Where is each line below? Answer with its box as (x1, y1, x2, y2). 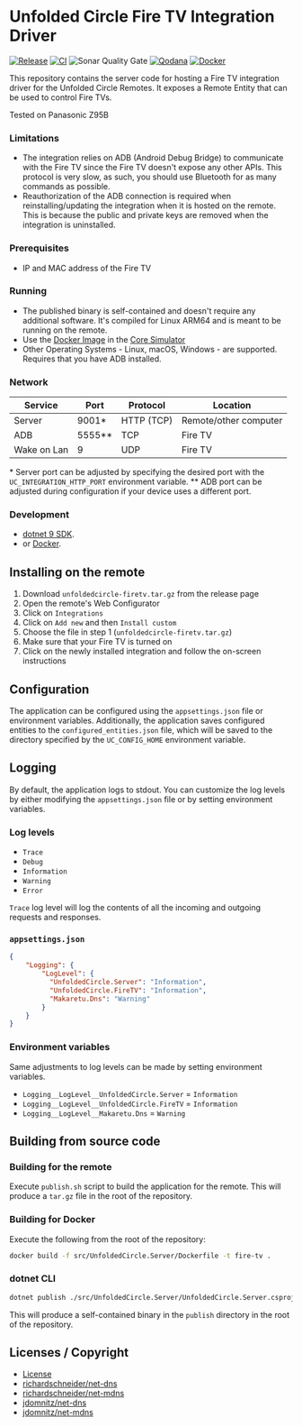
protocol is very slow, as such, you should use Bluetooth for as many (22, 171, 277, 182)
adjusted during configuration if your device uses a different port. (9, 486, 252, 497)
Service (23, 399, 58, 412)
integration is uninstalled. (22, 219, 116, 231)
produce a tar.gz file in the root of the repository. (9, 1191, 193, 1202)
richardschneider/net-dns (22, 1378, 118, 1389)
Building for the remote (9, 1160, 112, 1173)
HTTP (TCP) (120, 415, 173, 427)
